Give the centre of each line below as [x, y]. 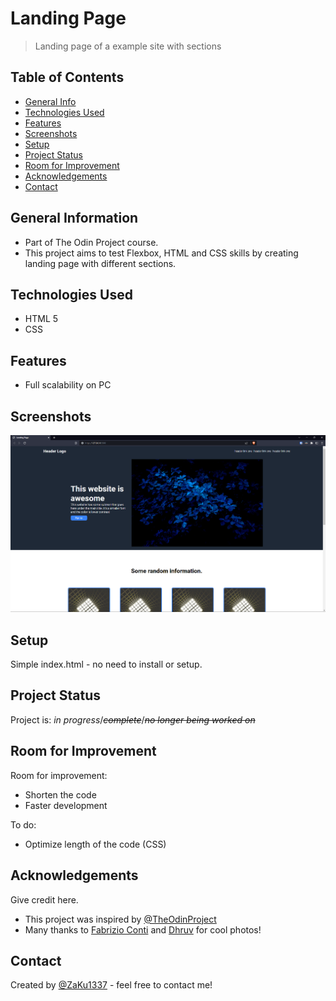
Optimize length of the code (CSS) [95, 844]
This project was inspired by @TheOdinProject [120, 919]
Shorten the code [60, 794]
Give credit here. [44, 899]
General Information [74, 218]
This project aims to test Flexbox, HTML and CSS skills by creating [161, 253]
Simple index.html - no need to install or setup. [106, 664]
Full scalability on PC [68, 385]
